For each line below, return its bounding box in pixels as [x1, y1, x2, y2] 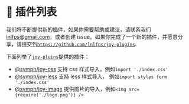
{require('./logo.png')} [14, 92, 76, 98]
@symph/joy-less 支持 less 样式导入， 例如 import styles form [14, 73, 167, 80]
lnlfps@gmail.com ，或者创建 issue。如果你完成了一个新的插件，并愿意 [6, 33, 178, 40]
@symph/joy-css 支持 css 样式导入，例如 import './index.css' [14, 65, 168, 72]
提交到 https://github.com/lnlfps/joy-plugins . [21, 41, 137, 48]
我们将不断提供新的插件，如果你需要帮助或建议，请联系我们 [6, 26, 151, 33]
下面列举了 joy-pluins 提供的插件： [6, 53, 90, 60]
